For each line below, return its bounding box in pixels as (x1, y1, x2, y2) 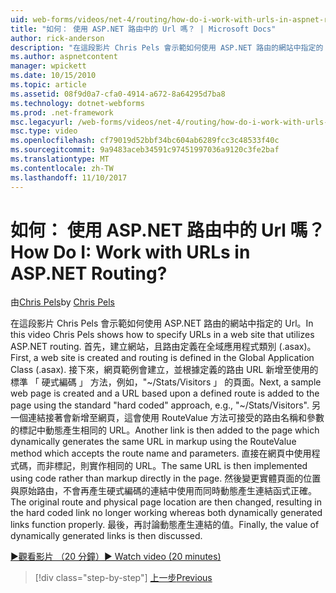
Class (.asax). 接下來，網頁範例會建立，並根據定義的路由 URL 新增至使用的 (10, 364, 319, 376)
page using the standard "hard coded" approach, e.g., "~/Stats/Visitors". (10, 399, 310, 411)
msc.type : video (10, 126, 78, 136)
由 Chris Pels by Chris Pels (10, 296, 116, 308)
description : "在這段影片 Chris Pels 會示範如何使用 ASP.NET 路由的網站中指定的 (10, 42, 324, 53)
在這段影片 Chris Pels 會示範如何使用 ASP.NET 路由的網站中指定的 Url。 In (10, 317, 314, 330)
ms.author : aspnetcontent (10, 52, 118, 62)
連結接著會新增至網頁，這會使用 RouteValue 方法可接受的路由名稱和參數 (27, 412, 325, 424)
